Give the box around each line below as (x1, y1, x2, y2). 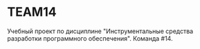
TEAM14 (7, 4, 57, 20)
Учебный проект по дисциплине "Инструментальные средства (7, 27, 194, 35)
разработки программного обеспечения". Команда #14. (7, 34, 173, 42)
